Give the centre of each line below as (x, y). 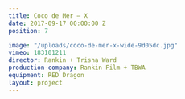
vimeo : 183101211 (37, 53)
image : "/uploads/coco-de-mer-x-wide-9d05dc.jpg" (93, 45)
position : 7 (28, 31)
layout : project (35, 82)
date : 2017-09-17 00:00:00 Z (57, 23)
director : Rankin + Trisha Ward (62, 60)
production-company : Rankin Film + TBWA (77, 68)
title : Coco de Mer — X (48, 16)
